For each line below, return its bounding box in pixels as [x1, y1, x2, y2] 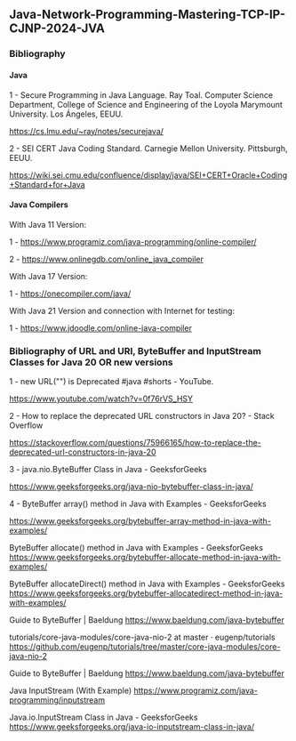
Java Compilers [9, 199, 68, 210]
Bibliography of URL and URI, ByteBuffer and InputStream [9, 344, 262, 357]
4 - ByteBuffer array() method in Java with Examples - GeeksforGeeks [9, 498, 267, 510]
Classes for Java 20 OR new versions [9, 356, 173, 368]
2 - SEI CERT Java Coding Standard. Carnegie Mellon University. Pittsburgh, [9, 142, 288, 154]
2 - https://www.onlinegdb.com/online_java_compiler [9, 254, 204, 264]
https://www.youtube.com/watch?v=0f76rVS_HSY [9, 393, 194, 404]
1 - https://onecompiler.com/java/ [9, 288, 132, 299]
